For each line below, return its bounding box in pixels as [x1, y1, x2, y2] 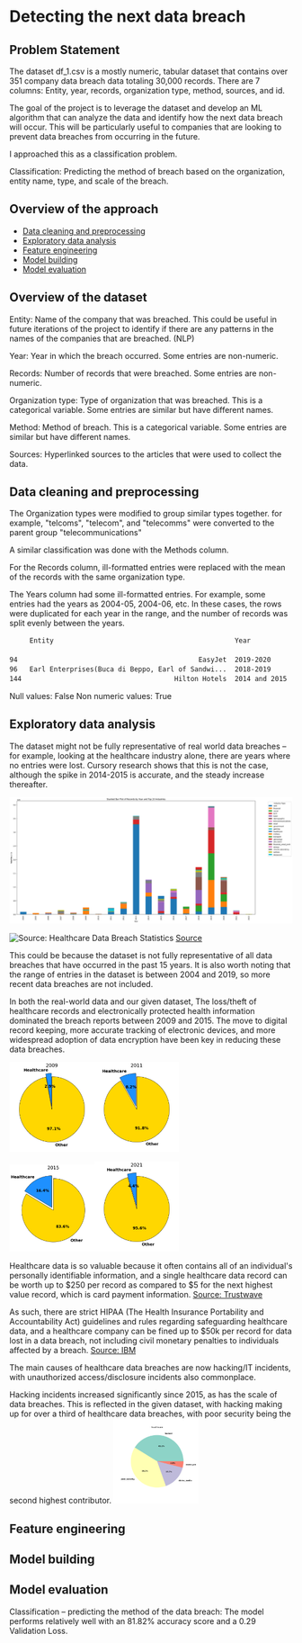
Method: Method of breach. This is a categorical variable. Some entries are [9, 421, 288, 433]
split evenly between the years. [9, 618, 126, 629]
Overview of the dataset [9, 290, 147, 305]
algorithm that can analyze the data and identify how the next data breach [9, 112, 283, 122]
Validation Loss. [9, 1625, 68, 1636]
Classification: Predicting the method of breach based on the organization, [9, 166, 286, 176]
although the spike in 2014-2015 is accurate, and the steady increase [9, 769, 265, 780]
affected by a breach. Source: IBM [9, 1345, 137, 1356]
